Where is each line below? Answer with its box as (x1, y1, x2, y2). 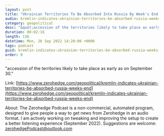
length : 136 (5, 34, 29, 39)
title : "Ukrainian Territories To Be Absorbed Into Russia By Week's (5, 12, 150, 17)
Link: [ (5, 80, 18, 86)
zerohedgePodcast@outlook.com (5, 126, 73, 132)
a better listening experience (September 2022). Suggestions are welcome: (5, 120, 157, 126)
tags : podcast (5, 43, 34, 48)
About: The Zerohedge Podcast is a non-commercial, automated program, (5, 105, 154, 111)
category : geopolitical (5, 20, 54, 26)
